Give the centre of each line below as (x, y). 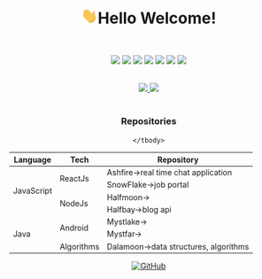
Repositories (149, 120)
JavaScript (33, 191)
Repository (178, 159)
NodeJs (74, 203)
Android (74, 228)
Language (32, 159)
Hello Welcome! (157, 18)
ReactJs (75, 179)
